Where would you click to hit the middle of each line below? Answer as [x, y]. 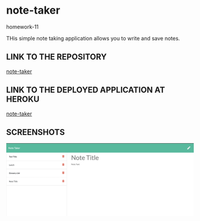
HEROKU [23, 100]
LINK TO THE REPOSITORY [57, 57]
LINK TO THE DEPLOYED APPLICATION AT [86, 90]
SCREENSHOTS [36, 132]
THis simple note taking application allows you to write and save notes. [93, 38]
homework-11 [22, 27]
